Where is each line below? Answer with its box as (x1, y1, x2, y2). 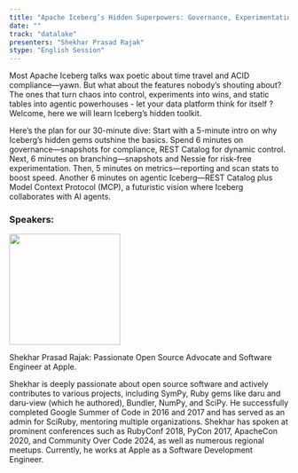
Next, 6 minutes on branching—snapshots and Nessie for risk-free (9, 154, 252, 164)
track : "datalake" (9, 29, 77, 38)
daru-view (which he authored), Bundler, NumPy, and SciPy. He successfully (9, 398, 289, 408)
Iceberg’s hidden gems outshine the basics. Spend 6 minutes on (9, 135, 244, 146)
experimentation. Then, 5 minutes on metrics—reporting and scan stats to (9, 163, 279, 174)
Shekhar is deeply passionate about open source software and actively (9, 379, 269, 390)
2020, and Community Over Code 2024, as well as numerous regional (9, 436, 264, 446)
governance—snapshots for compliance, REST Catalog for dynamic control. (9, 144, 286, 155)
